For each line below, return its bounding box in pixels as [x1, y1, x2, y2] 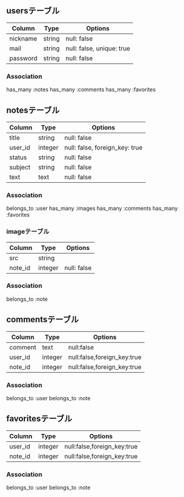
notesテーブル [6, 105, 60, 115]
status [9, 153, 27, 162]
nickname [9, 34, 38, 42]
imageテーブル [6, 228, 50, 236]
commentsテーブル [6, 314, 79, 325]
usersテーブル [6, 5, 60, 16]
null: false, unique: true [65, 44, 130, 53]
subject [9, 163, 31, 171]
